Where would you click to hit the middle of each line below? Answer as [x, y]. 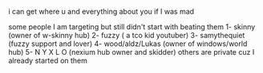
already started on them [48, 60]
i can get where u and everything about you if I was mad [101, 12]
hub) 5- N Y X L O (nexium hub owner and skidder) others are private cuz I [131, 52]
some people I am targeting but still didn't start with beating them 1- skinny [132, 27]
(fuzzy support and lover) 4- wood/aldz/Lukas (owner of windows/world [128, 44]
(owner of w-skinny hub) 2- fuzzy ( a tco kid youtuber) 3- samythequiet [127, 35]
